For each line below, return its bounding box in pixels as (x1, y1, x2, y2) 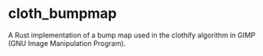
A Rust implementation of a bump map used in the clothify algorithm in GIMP (8, 30, 256, 40)
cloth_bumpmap (8, 5, 118, 23)
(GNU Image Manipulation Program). (8, 38, 126, 47)
